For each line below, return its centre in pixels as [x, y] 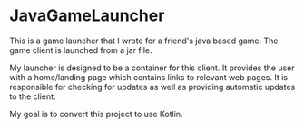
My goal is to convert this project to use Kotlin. [96, 114]
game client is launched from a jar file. [81, 50]
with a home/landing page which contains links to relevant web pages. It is [149, 77]
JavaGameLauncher [87, 16]
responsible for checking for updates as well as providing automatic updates [152, 87]
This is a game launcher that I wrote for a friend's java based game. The [144, 41]
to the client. [33, 96]
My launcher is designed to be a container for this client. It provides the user [152, 68]
